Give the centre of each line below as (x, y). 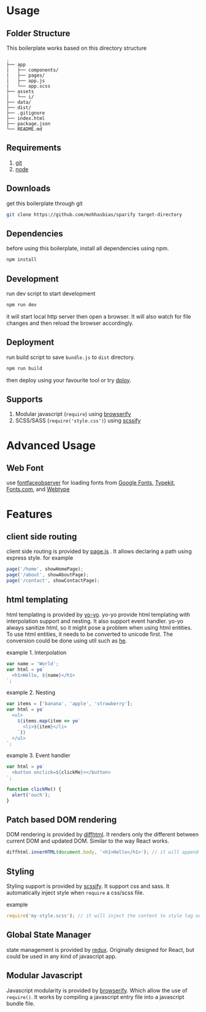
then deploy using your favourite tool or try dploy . (69, 380)
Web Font (25, 468)
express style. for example (40, 558)
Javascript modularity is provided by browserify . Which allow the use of (97, 990)
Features (29, 514)
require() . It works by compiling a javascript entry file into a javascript (95, 997)
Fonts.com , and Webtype (38, 489)
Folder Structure (38, 33)
